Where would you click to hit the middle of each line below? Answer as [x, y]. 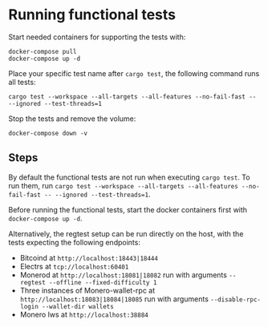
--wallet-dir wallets [77, 306]
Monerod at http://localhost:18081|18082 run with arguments [123, 275]
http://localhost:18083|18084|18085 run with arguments [114, 299]
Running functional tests [92, 15]
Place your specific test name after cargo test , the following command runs [134, 73]
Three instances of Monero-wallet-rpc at [87, 290]
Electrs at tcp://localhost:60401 [74, 266]
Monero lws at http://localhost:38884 [84, 314]
